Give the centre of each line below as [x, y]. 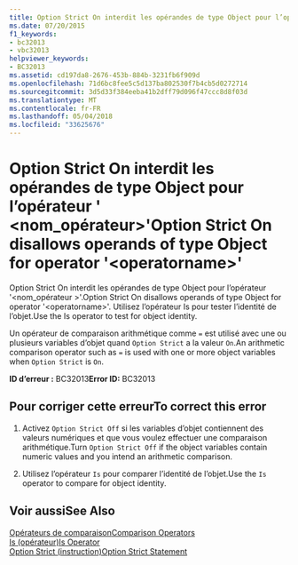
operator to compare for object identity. [94, 483]
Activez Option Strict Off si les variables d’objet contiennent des [143, 428]
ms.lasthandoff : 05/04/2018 [61, 116]
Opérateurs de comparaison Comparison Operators [102, 532]
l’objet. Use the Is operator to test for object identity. [103, 315]
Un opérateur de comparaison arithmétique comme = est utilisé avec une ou [148, 333]
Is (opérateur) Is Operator [55, 542]
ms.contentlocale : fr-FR [55, 108]
